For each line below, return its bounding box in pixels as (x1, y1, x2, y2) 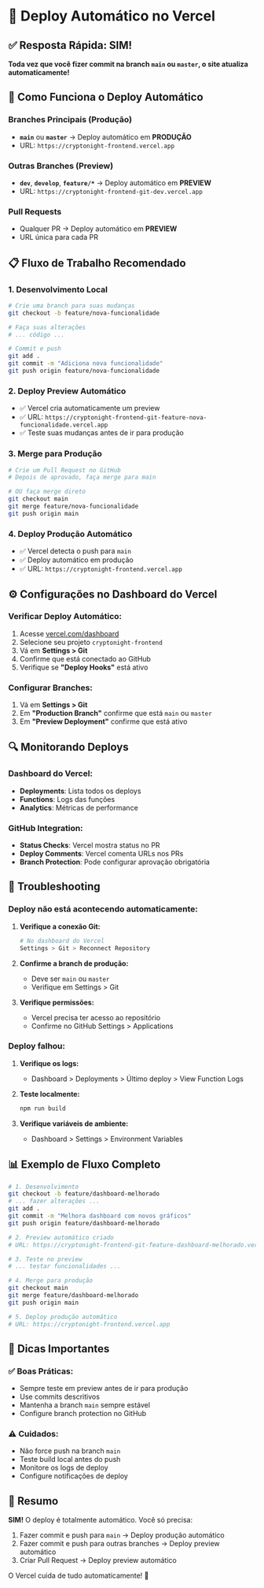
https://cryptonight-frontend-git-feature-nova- (44, 414, 207, 422)
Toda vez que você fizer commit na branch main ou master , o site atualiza (8, 59, 249, 69)
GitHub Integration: (8, 822, 84, 833)
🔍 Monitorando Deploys (8, 740, 129, 754)
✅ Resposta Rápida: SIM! (8, 39, 132, 52)
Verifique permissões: (19, 997, 94, 1007)
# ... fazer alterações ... (8, 1198, 101, 1206)
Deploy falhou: (8, 1041, 65, 1052)
